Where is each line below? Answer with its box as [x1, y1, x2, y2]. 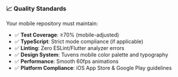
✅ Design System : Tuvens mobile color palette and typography [14, 51, 169, 58]
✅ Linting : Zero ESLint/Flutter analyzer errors [14, 45, 125, 52]
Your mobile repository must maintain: [6, 20, 98, 27]
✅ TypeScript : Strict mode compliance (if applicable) [14, 38, 144, 45]
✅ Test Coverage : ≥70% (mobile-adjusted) [14, 31, 119, 39]
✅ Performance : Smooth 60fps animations [14, 58, 119, 65]
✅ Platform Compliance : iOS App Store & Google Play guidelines [14, 65, 172, 72]
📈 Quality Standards [6, 4, 66, 12]
